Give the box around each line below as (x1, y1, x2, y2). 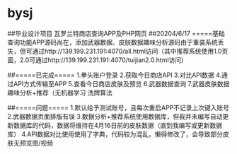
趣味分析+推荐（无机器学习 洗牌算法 (7, 88, 113, 97)
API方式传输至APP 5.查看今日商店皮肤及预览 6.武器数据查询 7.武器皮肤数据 (13, 79, 230, 88)
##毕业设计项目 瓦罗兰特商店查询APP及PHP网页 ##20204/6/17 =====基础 (7, 29, 225, 37)
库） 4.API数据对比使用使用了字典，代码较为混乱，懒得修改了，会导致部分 (7, 129, 223, 138)
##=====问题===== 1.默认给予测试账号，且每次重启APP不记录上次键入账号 (7, 103, 230, 112)
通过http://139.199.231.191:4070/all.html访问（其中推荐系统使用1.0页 (31, 47, 229, 55)
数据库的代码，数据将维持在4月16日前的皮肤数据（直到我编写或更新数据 (13, 121, 223, 129)
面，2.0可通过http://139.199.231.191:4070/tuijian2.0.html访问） (7, 55, 187, 64)
